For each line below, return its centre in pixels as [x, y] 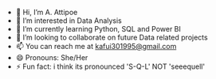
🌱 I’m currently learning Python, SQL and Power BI [98, 29]
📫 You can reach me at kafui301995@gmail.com [96, 46]
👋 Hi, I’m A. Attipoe [47, 12]
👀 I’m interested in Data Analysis [69, 21]
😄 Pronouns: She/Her [52, 58]
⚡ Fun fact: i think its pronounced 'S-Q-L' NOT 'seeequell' [110, 66]
